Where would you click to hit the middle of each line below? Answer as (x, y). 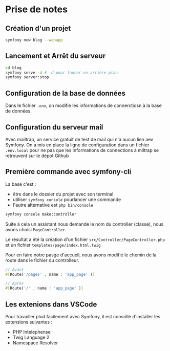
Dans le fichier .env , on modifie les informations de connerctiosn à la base (84, 105)
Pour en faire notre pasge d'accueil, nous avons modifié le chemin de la (81, 255)
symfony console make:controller (41, 214)
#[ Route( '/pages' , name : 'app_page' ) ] (50, 274)
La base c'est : (21, 184)
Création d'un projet (38, 28)
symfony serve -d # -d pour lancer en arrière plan (61, 73)
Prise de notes (37, 9)
